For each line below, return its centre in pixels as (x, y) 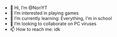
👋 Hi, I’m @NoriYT (29, 8)
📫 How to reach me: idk (35, 29)
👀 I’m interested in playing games (44, 13)
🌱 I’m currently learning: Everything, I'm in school (61, 18)
